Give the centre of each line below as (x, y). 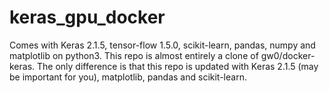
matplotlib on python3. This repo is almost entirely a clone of (134, 55)
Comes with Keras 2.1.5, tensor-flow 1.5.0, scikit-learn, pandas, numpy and (162, 45)
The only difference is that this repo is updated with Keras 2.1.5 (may (178, 66)
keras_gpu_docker (87, 17)
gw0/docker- (288, 55)
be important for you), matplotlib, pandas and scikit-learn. (128, 77)
